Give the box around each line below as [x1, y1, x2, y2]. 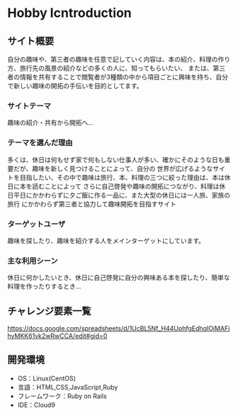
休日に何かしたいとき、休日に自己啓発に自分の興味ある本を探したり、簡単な [7, 273, 230, 282]
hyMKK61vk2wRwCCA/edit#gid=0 [7, 331, 108, 340]
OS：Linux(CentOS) [17, 374, 76, 382]
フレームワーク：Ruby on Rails [17, 392, 108, 400]
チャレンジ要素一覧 [7, 305, 91, 317]
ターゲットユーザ [7, 219, 66, 229]
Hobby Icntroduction [7, 5, 132, 21]
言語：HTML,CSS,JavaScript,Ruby [17, 382, 118, 391]
